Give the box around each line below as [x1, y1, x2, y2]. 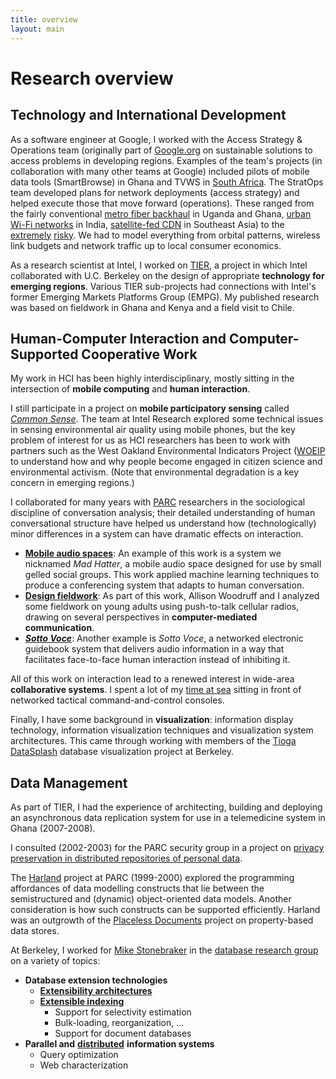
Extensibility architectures [39, 985, 153, 997]
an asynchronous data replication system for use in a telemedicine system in [10, 812, 326, 824]
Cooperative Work [81, 346, 198, 363]
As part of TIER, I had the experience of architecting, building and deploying [10, 801, 323, 813]
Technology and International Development [10, 107, 287, 124]
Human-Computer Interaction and [10, 330, 227, 347]
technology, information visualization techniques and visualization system [10, 724, 314, 736]
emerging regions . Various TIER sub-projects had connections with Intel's [10, 280, 317, 292]
